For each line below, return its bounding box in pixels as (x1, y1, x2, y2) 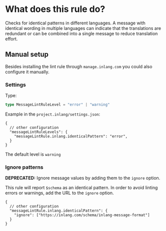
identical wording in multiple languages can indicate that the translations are (5, 25, 162, 31)
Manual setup (5, 50, 49, 59)
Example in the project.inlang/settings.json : (5, 111, 100, 117)
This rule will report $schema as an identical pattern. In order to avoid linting (5, 185, 158, 191)
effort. (5, 36, 18, 42)
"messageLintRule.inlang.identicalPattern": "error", (14, 133, 128, 139)
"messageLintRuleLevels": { (9, 129, 68, 134)
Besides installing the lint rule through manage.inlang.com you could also (5, 63, 153, 69)
